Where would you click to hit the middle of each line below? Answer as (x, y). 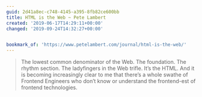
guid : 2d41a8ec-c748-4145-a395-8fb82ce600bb (63, 12)
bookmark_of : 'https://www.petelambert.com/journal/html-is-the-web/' (96, 45)
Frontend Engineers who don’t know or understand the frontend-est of (108, 81)
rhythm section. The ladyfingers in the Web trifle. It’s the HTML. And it (108, 68)
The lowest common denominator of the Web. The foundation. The (103, 62)
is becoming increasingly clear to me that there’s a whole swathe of (104, 75)
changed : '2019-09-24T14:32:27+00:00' (55, 29)
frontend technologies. (49, 87)
